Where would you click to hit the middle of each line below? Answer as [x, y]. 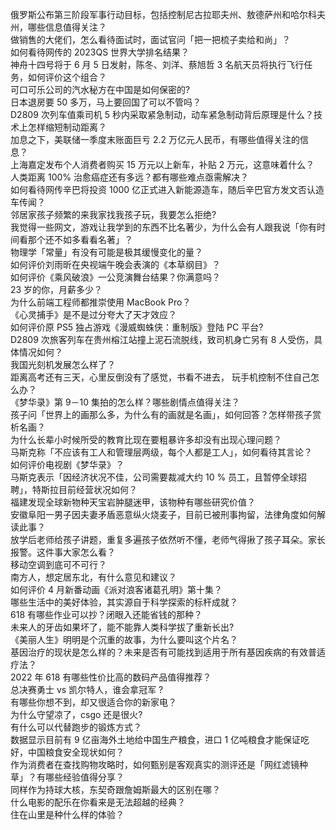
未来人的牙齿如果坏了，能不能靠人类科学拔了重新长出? [122, 627]
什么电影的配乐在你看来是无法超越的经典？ [98, 802]
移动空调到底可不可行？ [58, 564]
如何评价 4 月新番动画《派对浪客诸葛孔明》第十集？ [116, 589]
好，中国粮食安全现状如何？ [67, 752]
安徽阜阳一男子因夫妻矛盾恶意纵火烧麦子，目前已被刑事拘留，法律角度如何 [163, 514]
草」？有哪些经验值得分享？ [67, 777]
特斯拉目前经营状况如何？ [84, 489]
